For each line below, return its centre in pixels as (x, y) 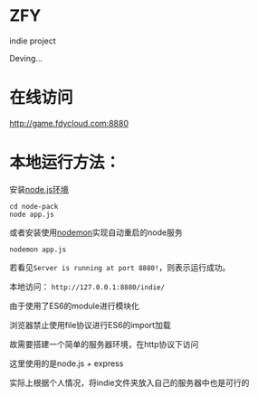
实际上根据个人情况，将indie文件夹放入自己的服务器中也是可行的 (129, 382)
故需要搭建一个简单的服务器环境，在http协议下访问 (104, 344)
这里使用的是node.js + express (67, 363)
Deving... (26, 58)
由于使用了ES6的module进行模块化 (75, 306)
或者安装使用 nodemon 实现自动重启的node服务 (96, 232)
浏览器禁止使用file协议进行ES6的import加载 (90, 325)
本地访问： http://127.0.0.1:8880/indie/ (87, 287)
